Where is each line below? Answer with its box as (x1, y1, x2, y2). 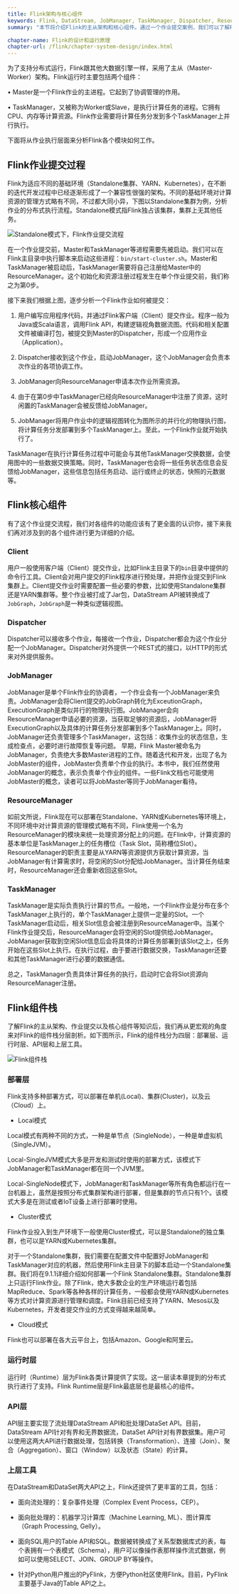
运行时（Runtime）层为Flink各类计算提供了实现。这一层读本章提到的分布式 (7, 1373, 226, 1381)
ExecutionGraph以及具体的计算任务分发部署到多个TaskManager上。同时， (7, 724, 225, 732)
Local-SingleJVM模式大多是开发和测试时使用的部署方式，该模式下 (7, 1155, 201, 1164)
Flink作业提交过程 (7, 158, 85, 171)
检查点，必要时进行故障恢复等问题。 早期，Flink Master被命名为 (13, 741, 201, 750)
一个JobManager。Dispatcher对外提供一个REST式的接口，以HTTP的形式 (13, 644, 228, 652)
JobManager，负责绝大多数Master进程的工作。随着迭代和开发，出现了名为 (7, 750, 228, 758)
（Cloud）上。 (7, 1101, 50, 1110)
